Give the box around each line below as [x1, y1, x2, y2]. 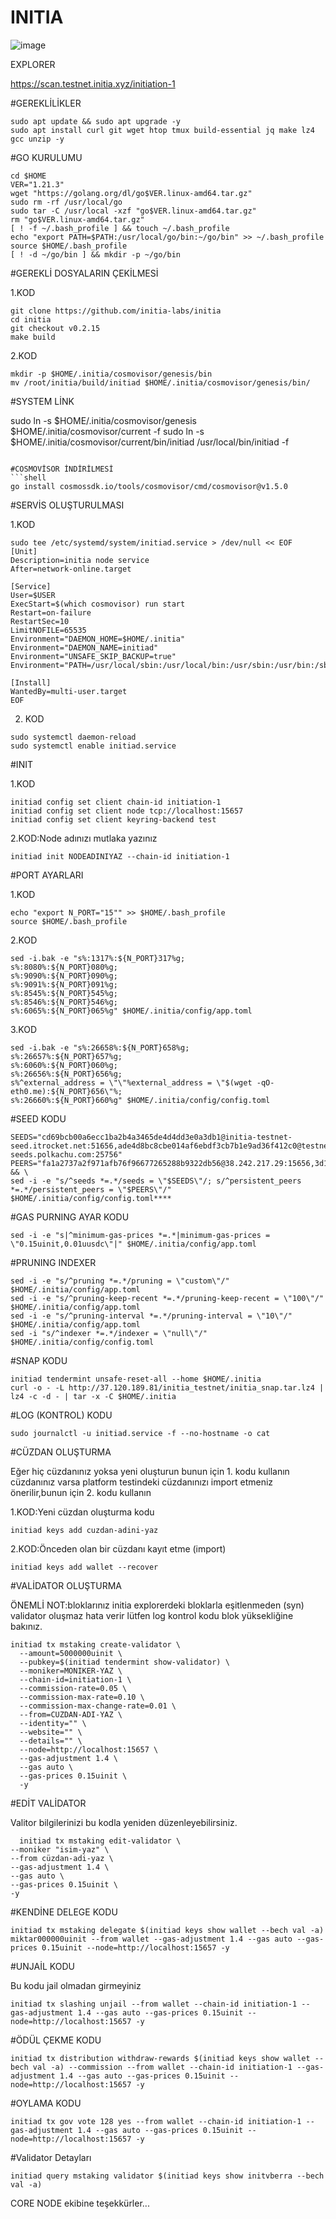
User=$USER [10, 590, 56, 600]
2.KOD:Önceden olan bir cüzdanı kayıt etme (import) [10, 1542, 227, 1555]
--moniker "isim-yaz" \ [10, 1844, 110, 1855]
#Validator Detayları [10, 2151, 92, 2163]
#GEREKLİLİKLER [10, 97, 82, 109]
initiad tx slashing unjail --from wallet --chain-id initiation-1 [10, 1999, 298, 2009]
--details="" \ [19, 1736, 83, 1746]
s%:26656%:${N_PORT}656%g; [10, 1069, 123, 1079]
